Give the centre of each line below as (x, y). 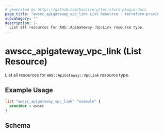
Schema (18, 126)
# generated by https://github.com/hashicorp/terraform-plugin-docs (76, 9)
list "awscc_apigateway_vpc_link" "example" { (53, 101)
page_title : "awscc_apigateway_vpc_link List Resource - (64, 14)
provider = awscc (27, 106)
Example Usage (29, 90)
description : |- (21, 23)
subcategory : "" (21, 18)
